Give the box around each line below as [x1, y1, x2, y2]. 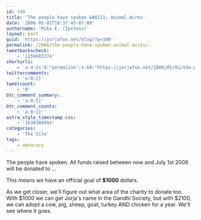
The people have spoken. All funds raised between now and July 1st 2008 [6, 158, 188, 166]
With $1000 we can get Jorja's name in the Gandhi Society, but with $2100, [6, 194, 191, 201]
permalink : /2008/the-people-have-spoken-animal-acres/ [6, 42, 148, 48]
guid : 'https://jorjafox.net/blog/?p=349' [6, 36, 114, 42]
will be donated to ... [6, 165, 57, 172]
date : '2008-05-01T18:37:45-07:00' [6, 20, 95, 26]
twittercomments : [6, 70, 50, 76]
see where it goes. [6, 207, 52, 214]
